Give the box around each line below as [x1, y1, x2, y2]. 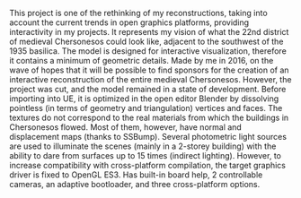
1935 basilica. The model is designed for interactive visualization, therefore [9, 46, 288, 56]
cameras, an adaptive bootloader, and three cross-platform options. [9, 179, 261, 189]
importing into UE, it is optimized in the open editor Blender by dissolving [9, 93, 279, 104]
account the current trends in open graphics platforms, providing [9, 17, 250, 28]
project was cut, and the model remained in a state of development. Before [9, 84, 287, 94]
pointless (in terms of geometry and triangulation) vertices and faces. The [9, 103, 283, 113]
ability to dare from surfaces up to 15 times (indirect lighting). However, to [9, 151, 281, 160]
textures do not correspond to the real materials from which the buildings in [9, 112, 289, 123]
